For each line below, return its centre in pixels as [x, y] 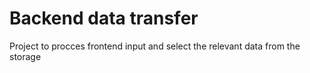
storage [25, 56]
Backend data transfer [104, 18]
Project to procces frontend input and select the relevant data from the [155, 46]
